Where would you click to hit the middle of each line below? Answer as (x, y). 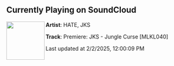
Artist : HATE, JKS (68, 24)
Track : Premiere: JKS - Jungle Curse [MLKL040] (107, 37)
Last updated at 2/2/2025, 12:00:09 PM (95, 48)
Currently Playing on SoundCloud (71, 10)
